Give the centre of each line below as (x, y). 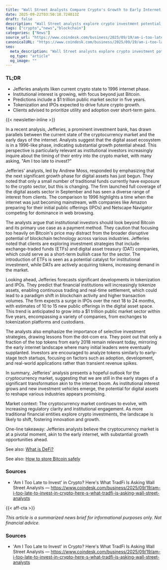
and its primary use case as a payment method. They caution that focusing (82, 228)
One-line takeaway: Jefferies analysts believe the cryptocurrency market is (82, 429)
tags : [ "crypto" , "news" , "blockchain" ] (46, 28)
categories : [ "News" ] (28, 33)
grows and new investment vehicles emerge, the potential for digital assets (82, 389)
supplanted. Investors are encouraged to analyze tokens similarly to (75, 352)
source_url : (18, 38)
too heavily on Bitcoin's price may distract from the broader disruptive (77, 233)
